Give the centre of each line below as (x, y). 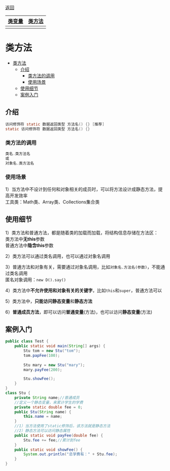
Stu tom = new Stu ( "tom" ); (52, 351)
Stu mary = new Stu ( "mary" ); (54, 365)
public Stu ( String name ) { (43, 412)
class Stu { (18, 393)
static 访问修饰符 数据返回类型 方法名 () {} (48, 129)
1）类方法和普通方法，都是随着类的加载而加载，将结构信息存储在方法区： (82, 232)
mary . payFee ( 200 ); (43, 369)
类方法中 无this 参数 (25, 239)
